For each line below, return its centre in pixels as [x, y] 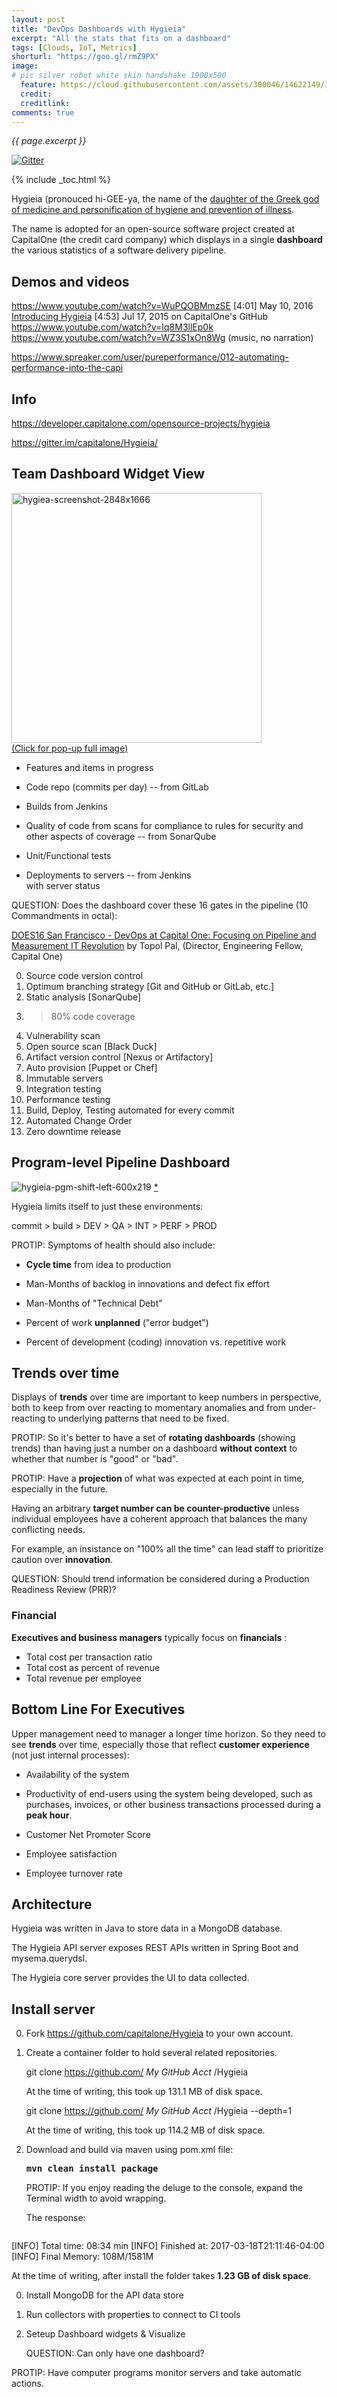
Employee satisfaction [71, 1853]
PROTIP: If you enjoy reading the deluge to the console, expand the [164, 2188]
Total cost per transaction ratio [89, 1657]
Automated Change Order [79, 1120]
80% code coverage [93, 1016]
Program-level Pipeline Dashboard [121, 1162]
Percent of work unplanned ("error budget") [117, 1322]
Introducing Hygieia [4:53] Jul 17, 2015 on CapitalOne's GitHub [140, 317]
